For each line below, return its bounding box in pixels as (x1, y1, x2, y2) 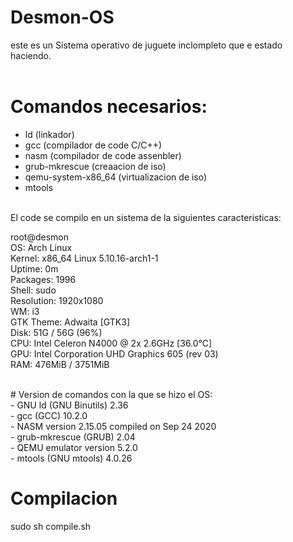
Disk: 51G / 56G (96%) (10, 326, 103, 338)
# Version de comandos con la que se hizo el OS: (10, 388, 213, 400)
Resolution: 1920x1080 (10, 294, 104, 306)
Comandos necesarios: (10, 96, 208, 118)
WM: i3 (10, 305, 40, 317)
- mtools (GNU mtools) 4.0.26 (10, 452, 133, 464)
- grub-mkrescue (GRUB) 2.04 (10, 431, 136, 443)
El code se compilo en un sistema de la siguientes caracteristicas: (10, 211, 282, 223)
